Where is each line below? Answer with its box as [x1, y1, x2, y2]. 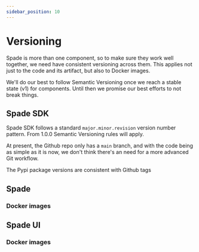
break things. [6, 91, 39, 99]
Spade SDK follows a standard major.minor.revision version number [6, 124, 176, 131]
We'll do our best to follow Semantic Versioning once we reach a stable [6, 78, 182, 85]
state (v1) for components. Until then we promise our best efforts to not [6, 85, 182, 92]
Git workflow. [6, 155, 39, 162]
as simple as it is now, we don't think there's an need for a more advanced [6, 149, 189, 156]
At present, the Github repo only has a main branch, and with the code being [6, 142, 193, 149]
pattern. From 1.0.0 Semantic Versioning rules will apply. [6, 131, 145, 138]
